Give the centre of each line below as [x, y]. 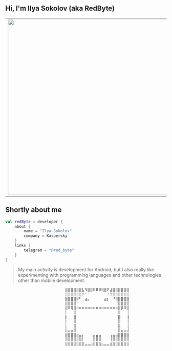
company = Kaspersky [46, 236]
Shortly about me [34, 210]
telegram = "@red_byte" [49, 250]
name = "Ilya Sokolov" [48, 231]
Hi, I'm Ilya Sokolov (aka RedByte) [60, 8]
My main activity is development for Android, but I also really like [86, 269]
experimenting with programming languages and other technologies [89, 275]
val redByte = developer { [34, 222]
